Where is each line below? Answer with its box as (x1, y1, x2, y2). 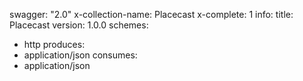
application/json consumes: (23, 49, 138, 61)
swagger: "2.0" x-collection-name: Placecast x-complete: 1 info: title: (9, 9, 294, 20)
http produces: (23, 39, 86, 50)
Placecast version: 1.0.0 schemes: (9, 19, 149, 31)
